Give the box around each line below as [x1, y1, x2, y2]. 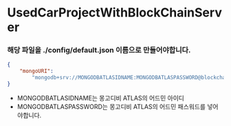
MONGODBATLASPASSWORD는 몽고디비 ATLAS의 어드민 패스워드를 [16, 102, 206, 111]
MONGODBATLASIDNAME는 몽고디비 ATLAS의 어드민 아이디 [16, 94, 184, 102]
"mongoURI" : [19, 67, 54, 75]
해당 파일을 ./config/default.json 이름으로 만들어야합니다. [7, 45, 191, 55]
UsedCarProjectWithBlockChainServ [7, 5, 222, 21]
